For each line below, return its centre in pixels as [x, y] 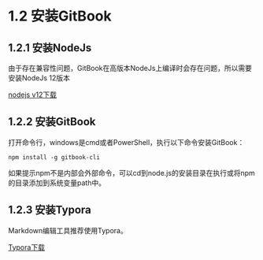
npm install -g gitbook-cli [54, 157]
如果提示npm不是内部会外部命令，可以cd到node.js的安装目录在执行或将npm [131, 173]
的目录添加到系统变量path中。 [57, 183]
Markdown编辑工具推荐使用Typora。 [68, 230]
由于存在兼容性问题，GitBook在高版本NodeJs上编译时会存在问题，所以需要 [130, 68]
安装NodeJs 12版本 [39, 78]
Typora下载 [27, 247]
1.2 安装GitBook [60, 16]
